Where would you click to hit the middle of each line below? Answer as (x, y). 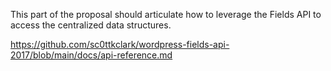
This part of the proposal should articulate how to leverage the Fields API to (166, 14)
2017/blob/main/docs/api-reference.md (91, 55)
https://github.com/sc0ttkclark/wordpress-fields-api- (120, 44)
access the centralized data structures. (91, 25)
